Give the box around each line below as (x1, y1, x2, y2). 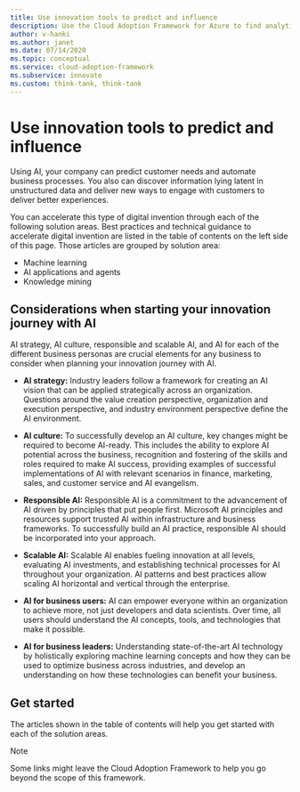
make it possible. (22, 624, 85, 634)
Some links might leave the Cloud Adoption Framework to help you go (10, 763, 266, 774)
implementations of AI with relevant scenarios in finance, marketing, (22, 468, 273, 479)
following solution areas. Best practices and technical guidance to (10, 221, 252, 231)
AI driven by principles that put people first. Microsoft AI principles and (22, 505, 283, 515)
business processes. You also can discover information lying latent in (10, 175, 264, 186)
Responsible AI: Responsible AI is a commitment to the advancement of (22, 495, 288, 505)
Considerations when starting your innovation (10, 302, 272, 317)
